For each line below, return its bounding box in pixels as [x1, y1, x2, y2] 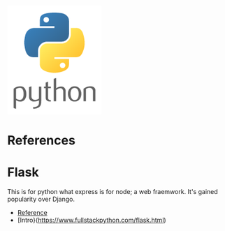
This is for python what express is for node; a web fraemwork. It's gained [7, 188, 218, 196]
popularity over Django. [7, 195, 75, 204]
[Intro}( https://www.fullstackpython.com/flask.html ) [17, 216, 166, 225]
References [7, 133, 75, 149]
